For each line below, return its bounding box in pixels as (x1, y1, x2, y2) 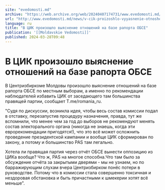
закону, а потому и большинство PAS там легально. (5, 139, 114, 145)
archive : (5, 12, 23, 17)
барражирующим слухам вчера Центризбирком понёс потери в (5, 164, 140, 170)
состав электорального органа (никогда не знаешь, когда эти (5, 124, 135, 129)
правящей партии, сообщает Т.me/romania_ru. (5, 98, 102, 104)
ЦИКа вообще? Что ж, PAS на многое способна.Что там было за (5, 154, 140, 160)
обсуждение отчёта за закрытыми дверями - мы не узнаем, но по (5, 159, 144, 165)
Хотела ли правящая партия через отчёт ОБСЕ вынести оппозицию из (5, 149, 153, 155)
